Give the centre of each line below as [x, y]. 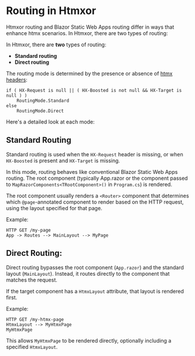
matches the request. [32, 280]
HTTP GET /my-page [28, 230]
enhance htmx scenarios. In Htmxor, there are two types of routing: [87, 33]
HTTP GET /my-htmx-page [35, 319]
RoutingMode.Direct [40, 111]
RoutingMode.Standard [43, 101]
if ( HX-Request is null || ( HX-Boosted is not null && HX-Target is [94, 90]
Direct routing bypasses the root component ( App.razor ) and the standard [95, 267]
